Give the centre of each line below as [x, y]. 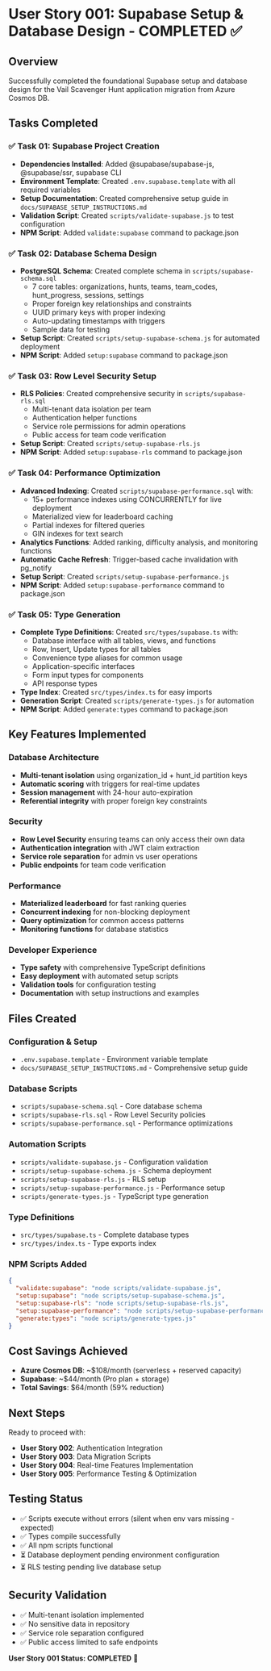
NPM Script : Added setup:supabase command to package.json [124, 355]
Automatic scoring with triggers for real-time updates [110, 783]
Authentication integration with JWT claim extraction [110, 847]
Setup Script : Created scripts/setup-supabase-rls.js [110, 444]
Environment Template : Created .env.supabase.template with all [127, 181]
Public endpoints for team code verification [93, 865]
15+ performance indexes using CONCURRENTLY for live [127, 499]
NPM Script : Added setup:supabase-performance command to [122, 585]
